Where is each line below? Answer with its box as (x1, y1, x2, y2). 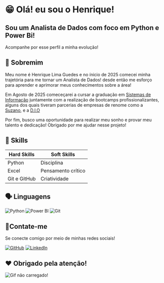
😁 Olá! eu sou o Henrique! (5, 4, 115, 15)
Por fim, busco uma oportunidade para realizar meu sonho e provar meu (5, 117, 152, 123)
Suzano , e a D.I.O (5, 107, 40, 113)
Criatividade (40, 175, 69, 182)
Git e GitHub (7, 175, 36, 182)
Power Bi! (5, 31, 35, 39)
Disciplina (40, 159, 64, 166)
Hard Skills (8, 151, 35, 157)
